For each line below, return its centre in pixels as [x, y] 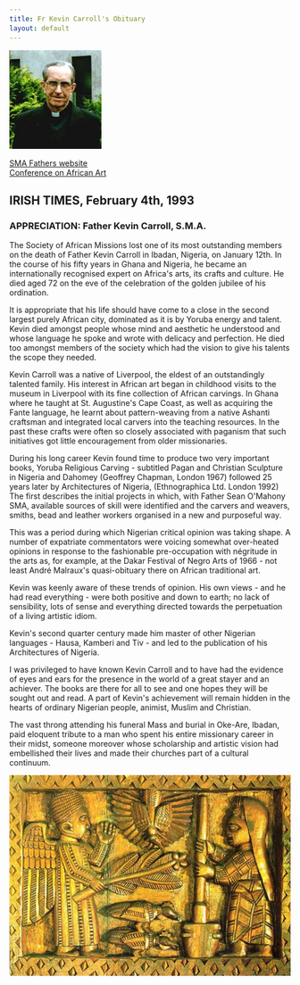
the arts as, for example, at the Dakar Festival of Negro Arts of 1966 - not [143, 561]
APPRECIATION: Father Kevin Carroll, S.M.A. [108, 226]
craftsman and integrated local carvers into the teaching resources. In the [144, 422]
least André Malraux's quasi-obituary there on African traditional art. [135, 570]
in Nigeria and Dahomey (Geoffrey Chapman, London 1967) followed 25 [141, 477]
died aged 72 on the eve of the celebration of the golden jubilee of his [137, 283]
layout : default [39, 28]
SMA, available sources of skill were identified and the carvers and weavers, [150, 506]
